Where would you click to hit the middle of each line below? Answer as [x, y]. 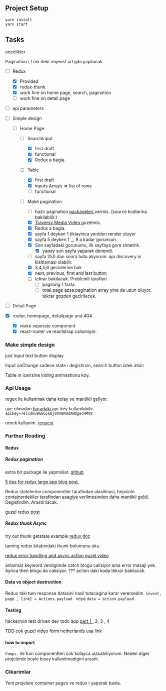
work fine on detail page [45, 98]
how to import [20, 642]
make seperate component [48, 325]
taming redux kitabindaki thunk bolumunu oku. [53, 546]
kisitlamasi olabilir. [53, 262]
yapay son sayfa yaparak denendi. [78, 251]
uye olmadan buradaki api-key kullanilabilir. [49, 409]
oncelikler [15, 52]
